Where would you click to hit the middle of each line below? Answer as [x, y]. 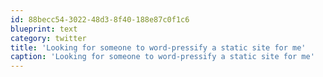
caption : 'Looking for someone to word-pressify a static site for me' [162, 57]
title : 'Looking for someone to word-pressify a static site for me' [158, 47]
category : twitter [48, 38]
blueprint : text [44, 29]
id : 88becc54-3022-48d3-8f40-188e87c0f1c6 [100, 19]
